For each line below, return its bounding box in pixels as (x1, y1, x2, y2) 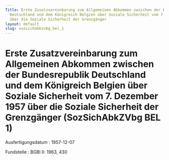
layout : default (5, 21, 39, 27)
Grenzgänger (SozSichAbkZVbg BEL (5, 112, 161, 123)
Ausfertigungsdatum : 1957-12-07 (5, 139, 75, 145)
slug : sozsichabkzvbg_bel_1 (5, 26, 64, 31)
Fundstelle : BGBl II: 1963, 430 (5, 149, 68, 155)
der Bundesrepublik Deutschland (5, 69, 146, 81)
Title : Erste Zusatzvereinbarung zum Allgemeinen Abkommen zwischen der (5, 7, 161, 13)
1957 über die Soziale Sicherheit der (5, 101, 159, 113)
